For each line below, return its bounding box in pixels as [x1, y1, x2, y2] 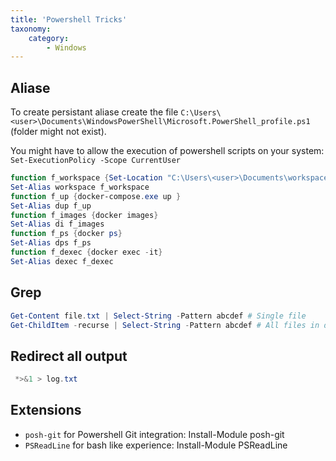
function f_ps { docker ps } [10, 229, 123, 239]
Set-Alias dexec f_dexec [10, 256, 114, 266]
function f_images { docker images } [10, 210, 159, 220]
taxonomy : [10, 24, 52, 34]
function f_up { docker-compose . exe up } [10, 191, 182, 201]
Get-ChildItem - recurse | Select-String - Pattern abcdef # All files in [10, 320, 320, 330]
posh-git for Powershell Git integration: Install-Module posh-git [24, 428, 285, 440]
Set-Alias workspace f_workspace [10, 182, 150, 192]
